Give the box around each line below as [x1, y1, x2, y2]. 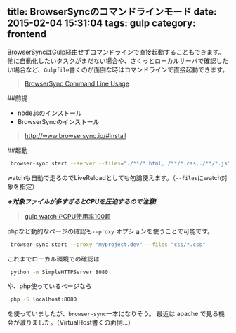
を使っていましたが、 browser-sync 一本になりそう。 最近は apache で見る [7, 310, 219, 318]
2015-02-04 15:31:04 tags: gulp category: [7, 18, 196, 29]
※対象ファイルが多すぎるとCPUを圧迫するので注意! [7, 197, 157, 205]
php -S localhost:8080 [10, 296, 77, 303]
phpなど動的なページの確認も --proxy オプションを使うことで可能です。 [7, 226, 214, 236]
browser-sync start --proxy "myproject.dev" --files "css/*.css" [10, 240, 206, 248]
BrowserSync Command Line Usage [24, 79, 130, 88]
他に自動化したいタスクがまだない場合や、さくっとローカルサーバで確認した [7, 56, 229, 64]
